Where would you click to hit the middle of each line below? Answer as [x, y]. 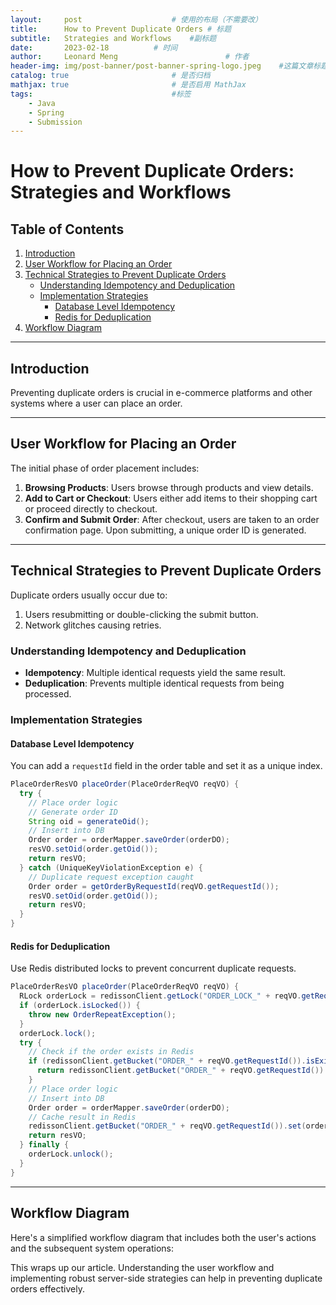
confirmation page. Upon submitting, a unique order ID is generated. [165, 530]
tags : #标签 [101, 94]
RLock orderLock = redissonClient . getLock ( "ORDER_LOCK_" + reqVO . [160, 996]
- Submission [55, 122]
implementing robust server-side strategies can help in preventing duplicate [166, 1278]
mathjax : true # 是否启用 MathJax [128, 85]
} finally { [44, 1145]
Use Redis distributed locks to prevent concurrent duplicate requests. [153, 968]
